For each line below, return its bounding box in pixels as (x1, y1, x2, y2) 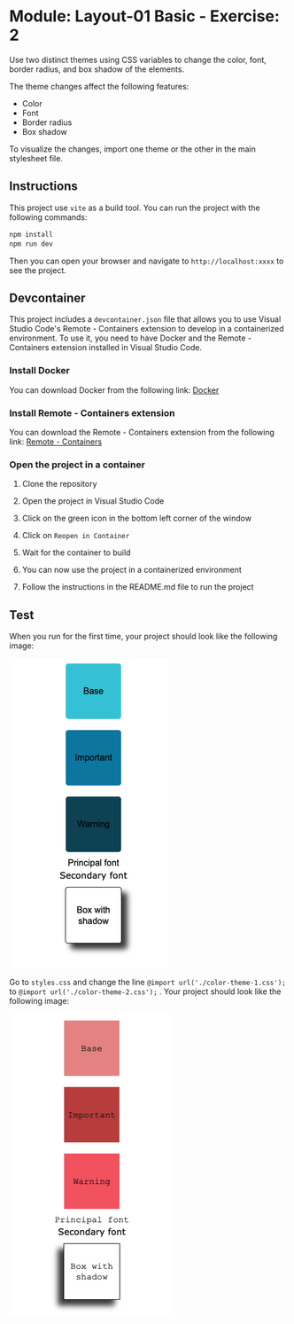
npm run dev (9, 239, 53, 248)
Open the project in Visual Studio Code (21, 496, 165, 506)
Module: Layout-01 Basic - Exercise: (9, 6, 281, 27)
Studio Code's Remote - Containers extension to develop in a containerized (9, 324, 284, 334)
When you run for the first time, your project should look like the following (9, 631, 278, 642)
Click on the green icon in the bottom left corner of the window (21, 513, 252, 524)
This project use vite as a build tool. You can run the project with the (9, 202, 260, 213)
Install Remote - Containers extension (9, 406, 175, 419)
